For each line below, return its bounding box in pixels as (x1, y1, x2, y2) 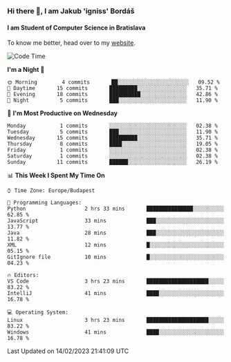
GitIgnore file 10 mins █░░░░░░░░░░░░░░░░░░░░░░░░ (7, 254, 225, 261)
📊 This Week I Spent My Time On (7, 171, 105, 180)
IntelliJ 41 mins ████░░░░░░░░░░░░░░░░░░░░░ (7, 290, 225, 297)
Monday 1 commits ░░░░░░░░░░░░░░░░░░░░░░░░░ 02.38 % (7, 122, 218, 130)
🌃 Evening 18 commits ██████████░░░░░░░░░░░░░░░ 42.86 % (7, 91, 218, 98)
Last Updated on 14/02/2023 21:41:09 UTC (7, 347, 129, 355)
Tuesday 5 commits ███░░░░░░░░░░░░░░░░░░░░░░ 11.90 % (7, 128, 218, 135)
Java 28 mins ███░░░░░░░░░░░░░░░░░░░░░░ (7, 229, 225, 237)
